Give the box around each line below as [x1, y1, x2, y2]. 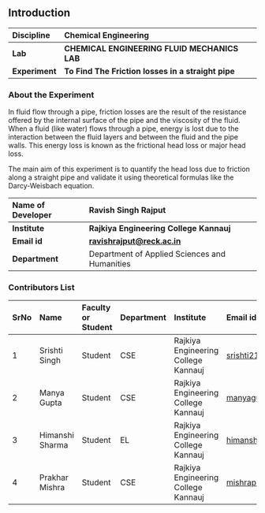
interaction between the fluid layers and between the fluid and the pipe [8, 132, 239, 142]
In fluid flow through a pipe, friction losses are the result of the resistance [8, 107, 247, 117]
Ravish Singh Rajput [88, 205, 166, 216]
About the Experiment [8, 89, 95, 100]
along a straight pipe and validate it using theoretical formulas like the [8, 173, 234, 182]
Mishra [39, 482, 65, 493]
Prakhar [39, 472, 69, 483]
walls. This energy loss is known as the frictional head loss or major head [8, 141, 246, 151]
